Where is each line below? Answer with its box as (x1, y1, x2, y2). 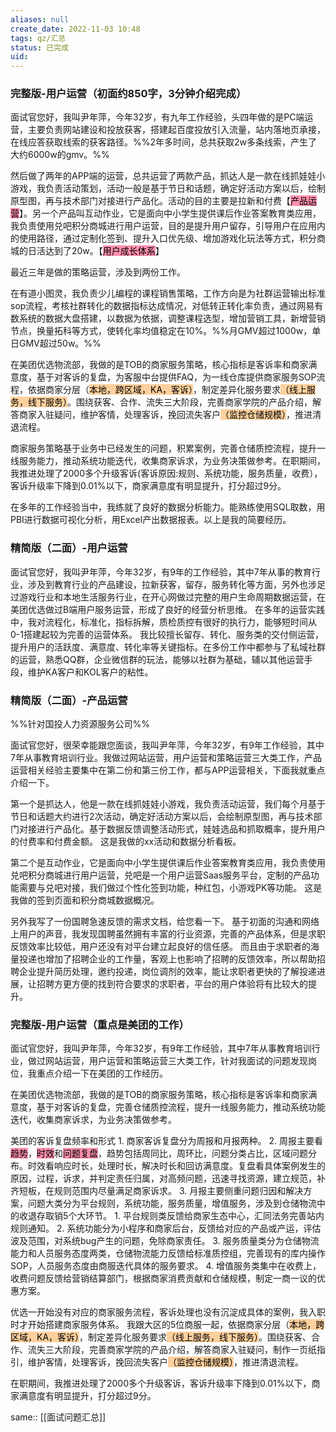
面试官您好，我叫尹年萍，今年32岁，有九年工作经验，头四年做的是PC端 (10, 111, 305, 123)
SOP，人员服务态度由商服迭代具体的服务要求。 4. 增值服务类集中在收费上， (10, 1260, 322, 1272)
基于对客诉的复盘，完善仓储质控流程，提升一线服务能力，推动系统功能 (36, 1101, 326, 1113)
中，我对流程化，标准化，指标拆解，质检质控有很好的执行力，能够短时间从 (10, 616, 317, 628)
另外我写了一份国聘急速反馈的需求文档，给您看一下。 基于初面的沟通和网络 (10, 916, 320, 928)
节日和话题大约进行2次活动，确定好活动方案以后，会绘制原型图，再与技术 (10, 811, 314, 823)
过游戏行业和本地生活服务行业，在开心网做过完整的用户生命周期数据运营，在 (10, 591, 326, 603)
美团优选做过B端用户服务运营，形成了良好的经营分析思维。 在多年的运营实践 (10, 603, 326, 615)
